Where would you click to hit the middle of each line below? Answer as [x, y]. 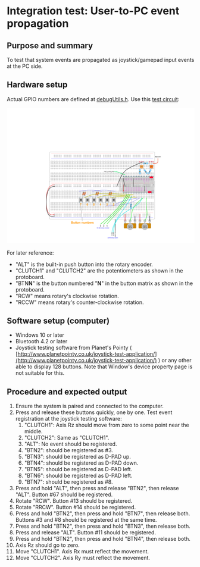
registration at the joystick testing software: [68, 419]
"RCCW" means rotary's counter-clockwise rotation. [79, 302]
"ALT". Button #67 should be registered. [64, 494]
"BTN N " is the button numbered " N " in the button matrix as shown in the [104, 283]
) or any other [175, 361]
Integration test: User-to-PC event [93, 11]
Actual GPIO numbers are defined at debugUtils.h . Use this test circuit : [93, 99]
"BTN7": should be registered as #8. [68, 482]
